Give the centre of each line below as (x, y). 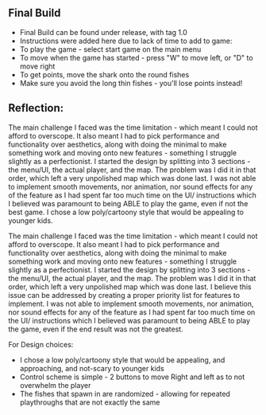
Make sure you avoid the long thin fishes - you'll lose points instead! (131, 83)
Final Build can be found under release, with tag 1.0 (104, 32)
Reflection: (36, 108)
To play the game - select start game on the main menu (110, 49)
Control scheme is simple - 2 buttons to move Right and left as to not (132, 377)
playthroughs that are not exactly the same (90, 402)
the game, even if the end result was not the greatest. (96, 329)
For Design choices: (41, 344)
